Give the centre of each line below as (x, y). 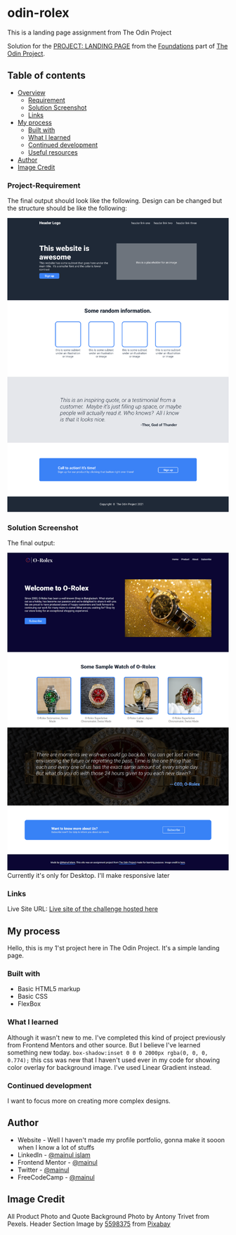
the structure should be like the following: (67, 208)
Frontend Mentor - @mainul (58, 1162)
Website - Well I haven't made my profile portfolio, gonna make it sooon (121, 1139)
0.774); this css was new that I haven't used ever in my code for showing (113, 1060)
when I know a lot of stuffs (56, 1147)
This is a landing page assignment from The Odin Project (90, 32)
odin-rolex (38, 13)
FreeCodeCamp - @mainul (56, 1177)
